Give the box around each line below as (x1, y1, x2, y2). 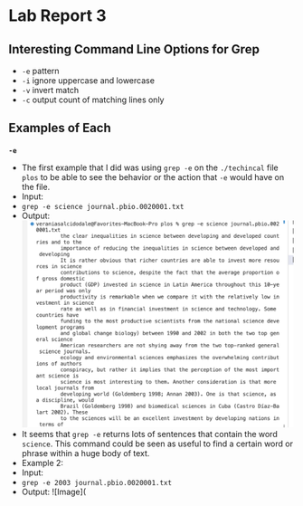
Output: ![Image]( (21, 486, 87, 498)
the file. (21, 181, 51, 192)
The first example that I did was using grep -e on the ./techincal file (21, 162, 279, 173)
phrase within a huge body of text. (21, 448, 150, 459)
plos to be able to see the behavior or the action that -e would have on (21, 171, 285, 182)
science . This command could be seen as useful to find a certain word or (21, 438, 293, 449)
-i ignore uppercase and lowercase (21, 75, 156, 86)
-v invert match (21, 85, 80, 95)
